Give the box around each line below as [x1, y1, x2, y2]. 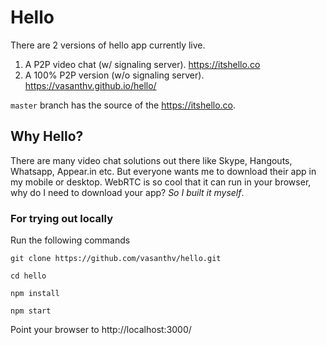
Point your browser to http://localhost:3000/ [10, 324, 192, 336]
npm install [10, 289, 60, 299]
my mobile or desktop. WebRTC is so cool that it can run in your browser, [10, 176, 312, 188]
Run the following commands [10, 234, 131, 246]
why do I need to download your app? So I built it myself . [10, 186, 245, 198]
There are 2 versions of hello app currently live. [10, 39, 206, 51]
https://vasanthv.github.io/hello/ [24, 79, 157, 91]
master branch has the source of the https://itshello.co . [10, 99, 237, 111]
